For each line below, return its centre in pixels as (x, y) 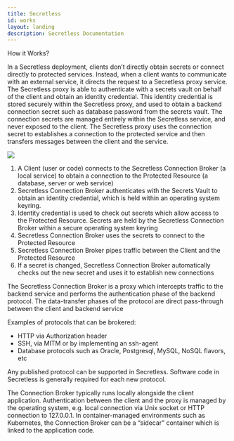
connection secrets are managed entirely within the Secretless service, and (117, 119)
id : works (22, 20)
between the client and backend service (65, 309)
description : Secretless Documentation (66, 33)
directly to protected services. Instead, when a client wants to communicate (117, 74)
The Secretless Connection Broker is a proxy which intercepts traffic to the (115, 287)
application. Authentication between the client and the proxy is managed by (117, 400)
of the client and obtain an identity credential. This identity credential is (110, 97)
